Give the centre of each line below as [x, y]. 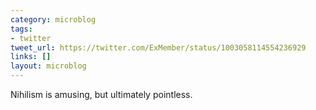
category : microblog [53, 19]
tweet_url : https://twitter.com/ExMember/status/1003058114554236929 [158, 47]
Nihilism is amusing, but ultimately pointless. [101, 94]
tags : [21, 29]
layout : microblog [48, 66]
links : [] [31, 57]
